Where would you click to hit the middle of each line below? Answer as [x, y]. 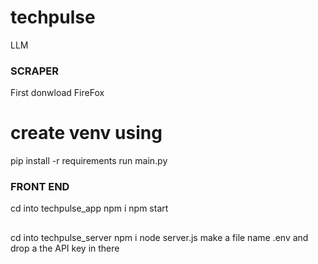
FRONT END [40, 187]
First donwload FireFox [57, 93]
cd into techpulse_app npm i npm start [89, 208]
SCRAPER [35, 71]
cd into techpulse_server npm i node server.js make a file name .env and [159, 237]
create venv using [86, 133]
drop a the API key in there [65, 248]
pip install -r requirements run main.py [89, 161]
